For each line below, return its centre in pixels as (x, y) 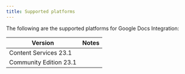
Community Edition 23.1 (43, 62)
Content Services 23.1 (40, 52)
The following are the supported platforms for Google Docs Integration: (92, 28)
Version (43, 43)
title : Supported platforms (41, 11)
